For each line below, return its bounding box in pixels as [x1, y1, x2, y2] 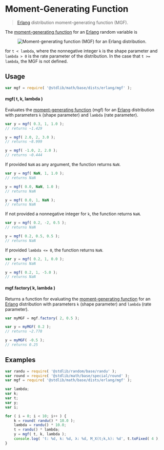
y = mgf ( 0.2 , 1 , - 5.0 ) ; [5, 270, 58, 275]
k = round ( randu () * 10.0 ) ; [14, 418, 76, 423]
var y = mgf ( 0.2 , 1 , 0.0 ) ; [5, 256, 64, 262]
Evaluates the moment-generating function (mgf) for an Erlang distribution [5, 106, 155, 113]
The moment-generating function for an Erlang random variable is [5, 29, 138, 35]
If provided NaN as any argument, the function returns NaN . [5, 162, 121, 167]
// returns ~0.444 [5, 153, 42, 158]
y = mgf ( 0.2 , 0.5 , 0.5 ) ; [5, 234, 60, 239]
